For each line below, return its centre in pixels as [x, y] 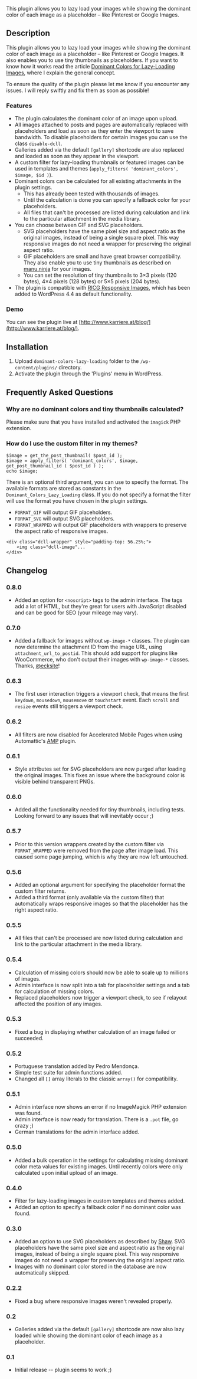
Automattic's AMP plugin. [45, 741]
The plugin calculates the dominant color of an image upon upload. [96, 119]
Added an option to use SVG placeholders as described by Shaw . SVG [100, 1242]
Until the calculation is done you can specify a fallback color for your [107, 200]
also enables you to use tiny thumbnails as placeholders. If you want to [92, 60]
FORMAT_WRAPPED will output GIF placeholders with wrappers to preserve [101, 525]
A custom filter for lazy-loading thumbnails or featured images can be [99, 162]
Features [19, 106]
